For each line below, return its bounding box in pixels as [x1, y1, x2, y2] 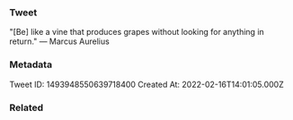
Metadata [9, 58, 52, 71]
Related [9, 101, 44, 114]
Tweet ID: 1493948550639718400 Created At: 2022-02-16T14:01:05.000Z [9, 79, 285, 90]
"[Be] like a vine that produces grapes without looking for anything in [9, 27, 265, 38]
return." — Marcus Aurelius [9, 36, 110, 47]
